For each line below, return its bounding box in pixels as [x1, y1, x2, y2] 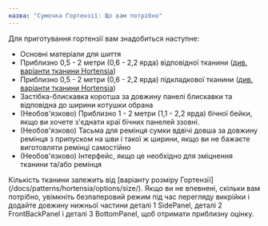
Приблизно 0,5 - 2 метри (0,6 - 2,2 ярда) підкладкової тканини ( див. [19, 74, 254, 84]
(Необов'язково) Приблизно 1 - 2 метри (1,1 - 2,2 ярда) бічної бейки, [19, 109, 253, 118]
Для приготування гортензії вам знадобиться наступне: [8, 34, 200, 43]
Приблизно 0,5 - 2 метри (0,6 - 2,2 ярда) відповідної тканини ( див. [19, 57, 248, 67]
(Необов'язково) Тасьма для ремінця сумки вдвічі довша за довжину [19, 125, 258, 135]
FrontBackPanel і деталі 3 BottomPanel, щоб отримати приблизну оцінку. [8, 208, 254, 218]
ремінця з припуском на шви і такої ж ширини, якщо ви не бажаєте [19, 133, 250, 144]
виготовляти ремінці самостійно [19, 142, 131, 152]
